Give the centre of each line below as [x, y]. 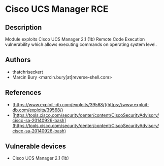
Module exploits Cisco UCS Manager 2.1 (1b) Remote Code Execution [75, 39]
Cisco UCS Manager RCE [57, 9]
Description [23, 27]
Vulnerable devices [36, 146]
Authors [18, 60]
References [23, 93]
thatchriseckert [28, 72]
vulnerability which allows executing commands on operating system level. [81, 44]
